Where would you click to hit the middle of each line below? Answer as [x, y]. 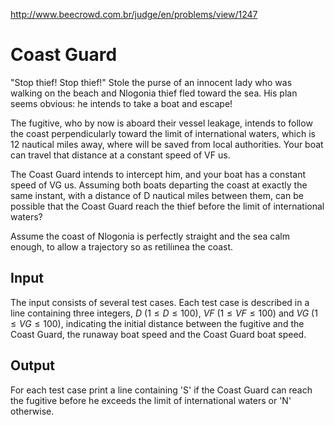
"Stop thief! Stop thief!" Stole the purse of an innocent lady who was [151, 82]
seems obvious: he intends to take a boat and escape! [121, 103]
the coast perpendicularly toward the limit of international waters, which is [163, 133]
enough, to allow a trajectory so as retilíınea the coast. [122, 246]
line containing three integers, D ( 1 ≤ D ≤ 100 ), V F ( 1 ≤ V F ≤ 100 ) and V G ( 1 [164, 313]
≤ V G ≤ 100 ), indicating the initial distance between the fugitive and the [157, 323]
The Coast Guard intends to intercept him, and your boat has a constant [158, 174]
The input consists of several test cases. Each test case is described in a [160, 302]
